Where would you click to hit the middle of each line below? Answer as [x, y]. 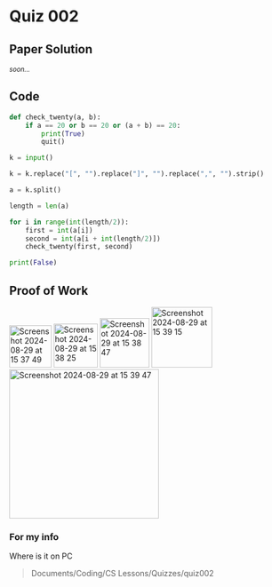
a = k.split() [36, 190]
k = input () [31, 158]
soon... [20, 69]
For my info [34, 536]
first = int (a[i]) [59, 230]
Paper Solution [51, 49]
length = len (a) [39, 206]
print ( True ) [64, 134]
